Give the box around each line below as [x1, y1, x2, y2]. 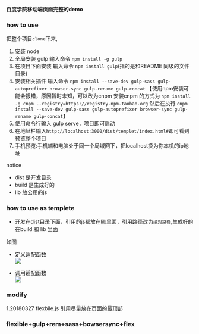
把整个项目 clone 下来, [6, 35, 58, 42]
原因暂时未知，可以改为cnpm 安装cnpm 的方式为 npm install [40, 92, 191, 99]
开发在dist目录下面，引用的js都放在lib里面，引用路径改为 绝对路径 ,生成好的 [14, 218, 194, 226]
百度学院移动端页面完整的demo [6, 5, 83, 13]
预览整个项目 [14, 135, 46, 142]
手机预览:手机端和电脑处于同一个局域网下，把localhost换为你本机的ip [14, 142, 184, 149]
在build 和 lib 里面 [14, 226, 58, 233]
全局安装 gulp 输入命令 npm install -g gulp [14, 55, 123, 62]
